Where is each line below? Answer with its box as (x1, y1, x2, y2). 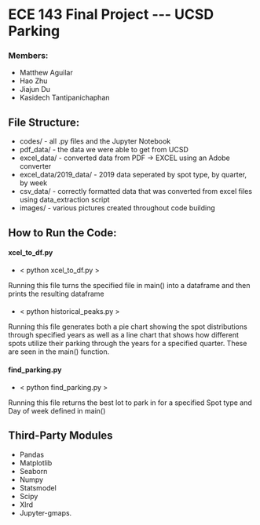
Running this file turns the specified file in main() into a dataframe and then (8, 280, 251, 290)
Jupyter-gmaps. (19, 508, 72, 517)
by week (19, 178, 48, 188)
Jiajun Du (19, 85, 51, 94)
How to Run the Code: (8, 226, 117, 239)
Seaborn (19, 466, 48, 476)
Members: (8, 50, 49, 61)
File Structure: (8, 115, 80, 129)
